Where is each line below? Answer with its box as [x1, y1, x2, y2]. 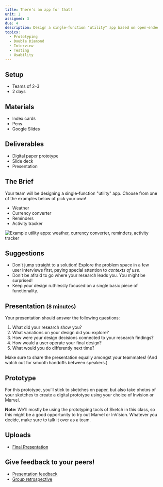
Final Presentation [12, 444, 49, 450]
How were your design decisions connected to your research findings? [12, 335, 154, 341]
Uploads [5, 431, 31, 439]
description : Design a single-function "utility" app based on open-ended [5, 25, 160, 30]
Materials [5, 103, 34, 111]
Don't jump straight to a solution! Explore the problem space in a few [12, 262, 149, 268]
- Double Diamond [9, 39, 45, 44]
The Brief [5, 177, 34, 186]
